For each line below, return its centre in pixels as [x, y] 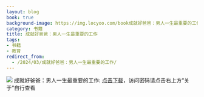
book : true [20, 17]
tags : [13, 40]
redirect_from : [25, 57]
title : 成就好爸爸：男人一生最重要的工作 [52, 34]
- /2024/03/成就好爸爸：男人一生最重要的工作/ [64, 62]
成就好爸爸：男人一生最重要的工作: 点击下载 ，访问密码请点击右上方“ [99, 80]
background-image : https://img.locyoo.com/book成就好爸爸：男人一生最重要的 [99, 23]
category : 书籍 [25, 29]
